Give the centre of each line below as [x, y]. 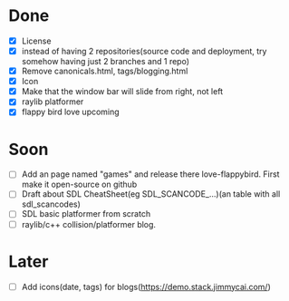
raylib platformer [53, 102]
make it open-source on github [79, 184]
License [36, 41]
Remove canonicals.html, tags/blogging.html [105, 71]
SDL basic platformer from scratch [86, 214]
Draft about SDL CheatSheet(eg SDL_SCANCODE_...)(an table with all [151, 194]
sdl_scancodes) [51, 204]
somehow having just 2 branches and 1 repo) [105, 62]
